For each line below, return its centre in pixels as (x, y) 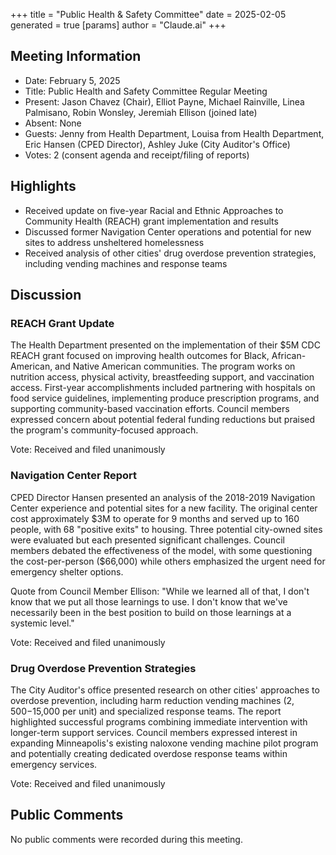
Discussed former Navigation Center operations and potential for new (168, 231)
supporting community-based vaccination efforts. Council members (150, 409)
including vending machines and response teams (126, 263)
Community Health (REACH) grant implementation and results (151, 221)
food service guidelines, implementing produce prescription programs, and (165, 398)
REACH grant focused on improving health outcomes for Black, (140, 356)
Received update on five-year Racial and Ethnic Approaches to (154, 210)
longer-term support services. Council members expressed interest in (154, 732)
